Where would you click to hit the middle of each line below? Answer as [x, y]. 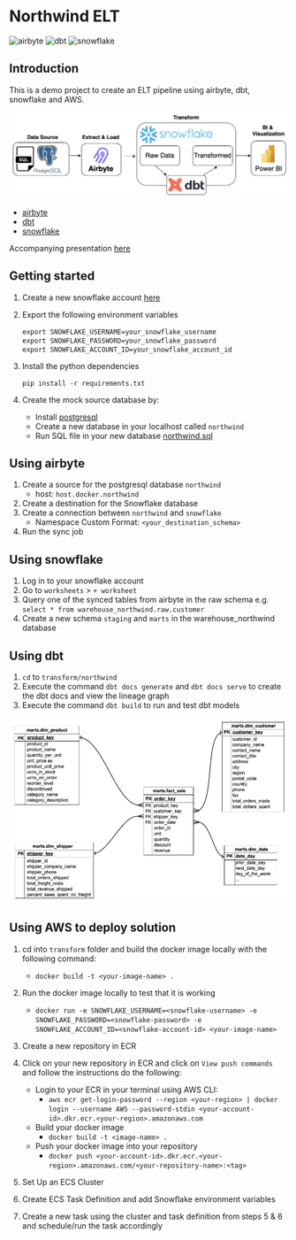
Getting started [52, 276]
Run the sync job [53, 532]
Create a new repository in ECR [79, 1045]
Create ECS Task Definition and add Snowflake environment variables [148, 1199]
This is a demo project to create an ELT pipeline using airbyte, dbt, [129, 89]
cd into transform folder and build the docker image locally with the [144, 949]
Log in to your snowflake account [83, 581]
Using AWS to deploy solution [93, 928]
